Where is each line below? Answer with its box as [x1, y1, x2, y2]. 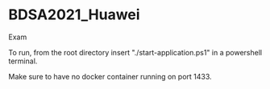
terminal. [8, 56, 38, 66]
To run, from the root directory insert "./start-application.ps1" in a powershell [8, 47, 263, 57]
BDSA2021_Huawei [8, 6, 140, 24]
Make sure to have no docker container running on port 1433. [8, 71, 212, 81]
